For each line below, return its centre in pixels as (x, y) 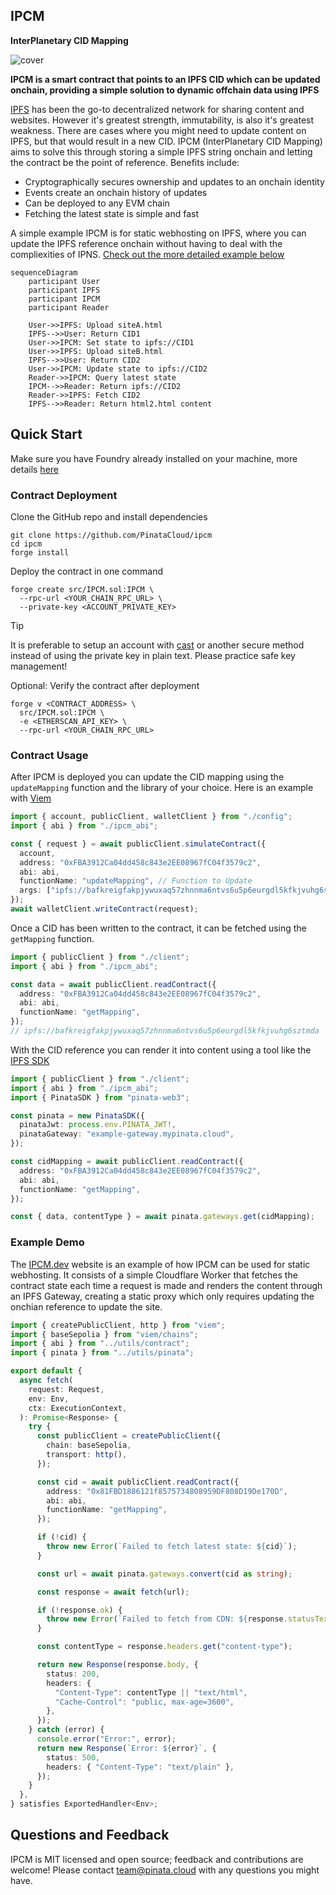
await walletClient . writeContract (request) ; (104, 909)
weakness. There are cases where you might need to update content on (158, 130)
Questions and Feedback (90, 1835)
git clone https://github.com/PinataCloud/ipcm (111, 535)
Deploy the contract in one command (86, 571)
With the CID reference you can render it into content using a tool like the (161, 1050)
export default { (46, 1371)
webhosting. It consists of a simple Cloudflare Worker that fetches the (154, 1275)
